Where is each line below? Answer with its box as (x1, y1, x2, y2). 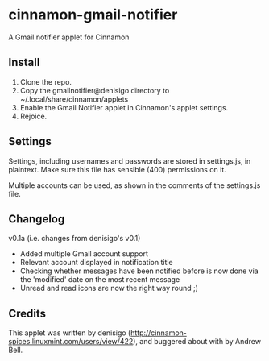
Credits (8, 306, 47, 320)
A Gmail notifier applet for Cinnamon (8, 32, 130, 42)
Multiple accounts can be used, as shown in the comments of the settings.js (8, 180, 261, 190)
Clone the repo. (19, 77, 72, 86)
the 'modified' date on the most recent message (19, 275, 180, 284)
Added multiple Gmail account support (19, 249, 149, 259)
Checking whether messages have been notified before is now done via (19, 266, 259, 276)
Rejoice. (19, 111, 48, 121)
